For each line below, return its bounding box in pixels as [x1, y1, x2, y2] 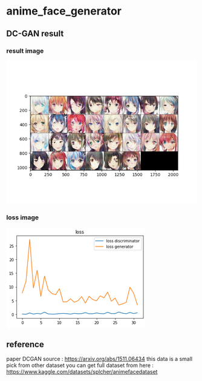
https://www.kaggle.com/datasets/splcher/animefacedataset [6, 368, 158, 375]
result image [6, 47, 44, 55]
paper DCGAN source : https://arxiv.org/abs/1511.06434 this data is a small [6, 355, 192, 362]
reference [6, 339, 44, 350]
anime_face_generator [6, 4, 122, 18]
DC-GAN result [6, 28, 64, 39]
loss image [6, 213, 39, 222]
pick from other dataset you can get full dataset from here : [6, 362, 154, 369]
